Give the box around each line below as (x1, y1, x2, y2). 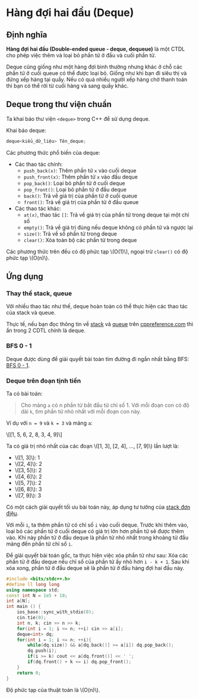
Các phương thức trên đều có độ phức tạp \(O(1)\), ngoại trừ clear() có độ (6, 247, 188, 255)
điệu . (6, 509, 19, 517)
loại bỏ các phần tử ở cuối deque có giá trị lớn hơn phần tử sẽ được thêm (6, 527, 184, 535)
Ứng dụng (6, 271, 43, 282)
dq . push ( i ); (27, 648, 58, 654)
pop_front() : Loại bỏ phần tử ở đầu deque (23, 186, 127, 193)
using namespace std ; (6, 587, 60, 593)
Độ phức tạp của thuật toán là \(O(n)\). (6, 686, 100, 693)
